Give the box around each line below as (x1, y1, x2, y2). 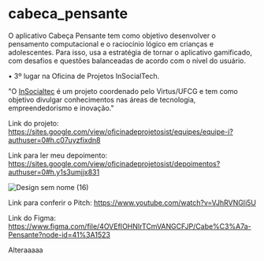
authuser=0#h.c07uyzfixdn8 (8, 135, 101, 144)
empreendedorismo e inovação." (8, 103, 114, 113)
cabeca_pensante (8, 5, 128, 23)
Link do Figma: (8, 213, 57, 222)
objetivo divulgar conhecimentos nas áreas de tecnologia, (8, 95, 196, 104)
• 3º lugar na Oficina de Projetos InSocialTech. (8, 71, 160, 80)
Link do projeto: (8, 118, 59, 128)
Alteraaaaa (8, 245, 43, 255)
